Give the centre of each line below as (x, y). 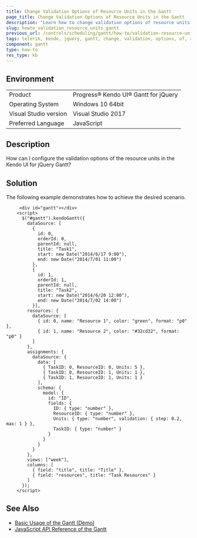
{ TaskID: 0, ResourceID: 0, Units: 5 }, (94, 368)
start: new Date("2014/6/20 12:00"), (84, 295)
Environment (30, 79)
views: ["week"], (48, 460)
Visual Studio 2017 (99, 114)
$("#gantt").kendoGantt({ (53, 218)
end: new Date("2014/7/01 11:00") (79, 260)
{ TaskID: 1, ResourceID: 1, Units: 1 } (93, 378)
